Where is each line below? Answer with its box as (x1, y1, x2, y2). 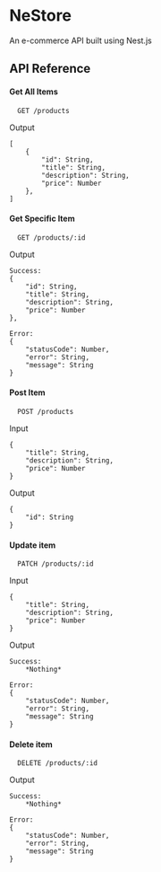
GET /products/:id (17, 233, 87, 242)
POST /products (17, 407, 74, 416)
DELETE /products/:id (17, 759, 98, 768)
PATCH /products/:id (17, 559, 94, 568)
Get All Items (9, 86, 58, 97)
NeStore (9, 5, 72, 26)
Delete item (9, 738, 54, 750)
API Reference (9, 61, 91, 76)
